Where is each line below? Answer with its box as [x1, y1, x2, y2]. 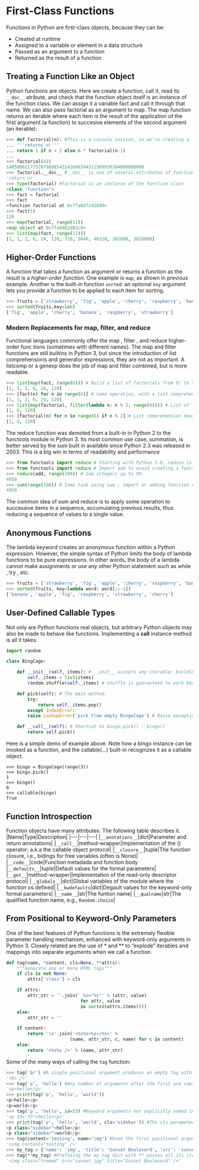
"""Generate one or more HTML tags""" [17, 965, 113, 971]
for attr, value [80, 998, 120, 1004]
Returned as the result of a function [14, 54, 102, 61]
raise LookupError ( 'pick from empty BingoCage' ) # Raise [27, 713, 171, 719]
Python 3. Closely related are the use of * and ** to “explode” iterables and [6, 942, 188, 949]
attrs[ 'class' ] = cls [27, 976, 81, 982]
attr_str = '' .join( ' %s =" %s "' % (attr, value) [27, 993, 147, 998]
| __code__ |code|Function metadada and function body [6, 858, 138, 865]
